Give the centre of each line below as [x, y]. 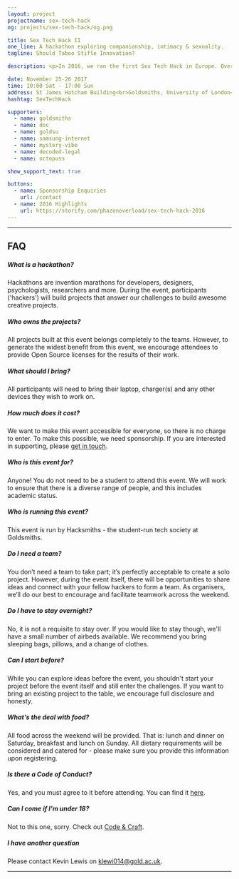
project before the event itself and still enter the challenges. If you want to [116, 686]
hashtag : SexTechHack [39, 99]
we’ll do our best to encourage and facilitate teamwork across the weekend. [118, 594]
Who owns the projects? [44, 321]
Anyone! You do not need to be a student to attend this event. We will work [117, 480]
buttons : [20, 184]
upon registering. [33, 758]
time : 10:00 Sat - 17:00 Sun [51, 86]
